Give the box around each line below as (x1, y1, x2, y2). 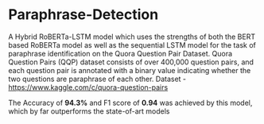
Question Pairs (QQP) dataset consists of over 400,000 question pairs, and (8, 57, 254, 67)
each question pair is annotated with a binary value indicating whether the (8, 65, 251, 75)
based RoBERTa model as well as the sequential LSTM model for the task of (8, 40, 256, 49)
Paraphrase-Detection (8, 6, 159, 24)
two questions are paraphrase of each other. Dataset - (8, 74, 187, 83)
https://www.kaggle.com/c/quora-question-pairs (8, 82, 169, 92)
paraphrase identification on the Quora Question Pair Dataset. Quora (8, 48, 233, 58)
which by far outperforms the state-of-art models (8, 106, 170, 116)
